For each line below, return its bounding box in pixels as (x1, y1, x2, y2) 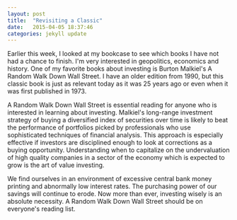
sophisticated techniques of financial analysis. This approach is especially (7, 131, 224, 139)
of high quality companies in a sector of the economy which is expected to (7, 154, 225, 162)
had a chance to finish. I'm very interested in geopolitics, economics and (7, 57, 219, 66)
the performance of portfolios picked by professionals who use (7, 123, 191, 132)
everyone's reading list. (7, 204, 76, 213)
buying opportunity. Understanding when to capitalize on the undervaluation (7, 146, 230, 154)
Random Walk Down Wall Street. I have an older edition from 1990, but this (7, 72, 224, 81)
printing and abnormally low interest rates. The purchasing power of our (7, 182, 217, 191)
